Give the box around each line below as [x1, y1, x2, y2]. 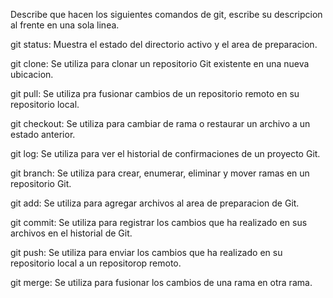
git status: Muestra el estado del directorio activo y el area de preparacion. [10, 39, 318, 50]
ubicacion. [10, 69, 54, 80]
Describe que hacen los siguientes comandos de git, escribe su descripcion [10, 9, 323, 20]
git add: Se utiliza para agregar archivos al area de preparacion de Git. [10, 197, 300, 209]
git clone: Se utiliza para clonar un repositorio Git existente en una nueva [10, 58, 310, 69]
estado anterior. [10, 129, 76, 140]
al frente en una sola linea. [10, 19, 120, 31]
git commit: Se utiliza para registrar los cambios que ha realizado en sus [10, 217, 308, 228]
